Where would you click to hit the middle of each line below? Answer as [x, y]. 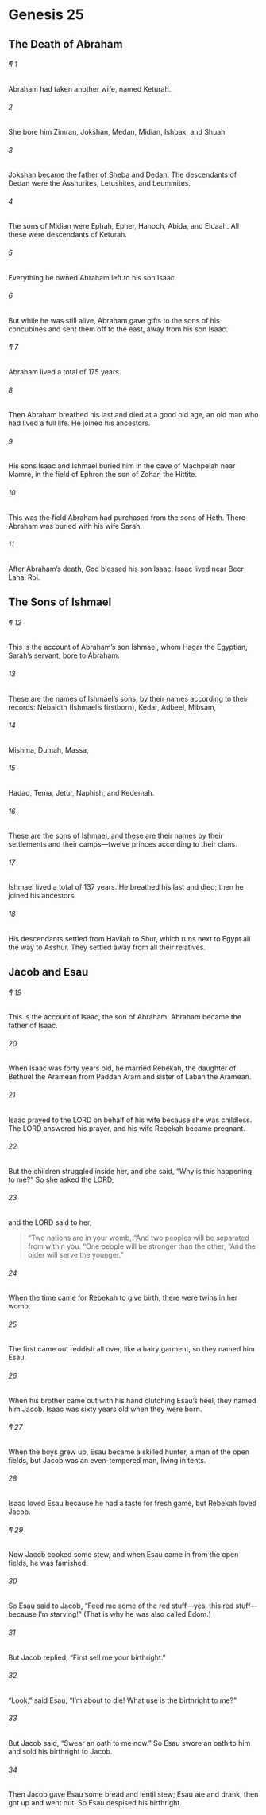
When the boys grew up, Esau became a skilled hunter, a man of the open [129, 1452]
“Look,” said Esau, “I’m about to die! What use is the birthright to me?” [122, 1700]
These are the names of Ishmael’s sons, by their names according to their [128, 698]
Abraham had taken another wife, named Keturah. [90, 88]
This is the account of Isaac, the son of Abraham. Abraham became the [125, 1017]
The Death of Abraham [66, 44]
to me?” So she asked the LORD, [61, 1179]
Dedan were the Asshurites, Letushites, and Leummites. [100, 183]
